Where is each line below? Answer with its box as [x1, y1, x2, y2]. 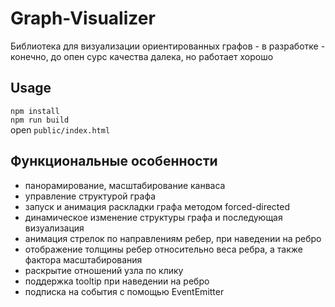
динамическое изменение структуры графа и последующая [24, 211, 283, 223]
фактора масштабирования [24, 253, 143, 266]
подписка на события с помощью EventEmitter [24, 285, 225, 297]
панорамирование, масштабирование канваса [24, 179, 226, 191]
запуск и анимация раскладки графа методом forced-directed [24, 200, 291, 212]
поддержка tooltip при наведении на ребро [24, 275, 210, 287]
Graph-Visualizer [10, 7, 156, 30]
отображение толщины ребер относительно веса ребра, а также [24, 243, 303, 255]
